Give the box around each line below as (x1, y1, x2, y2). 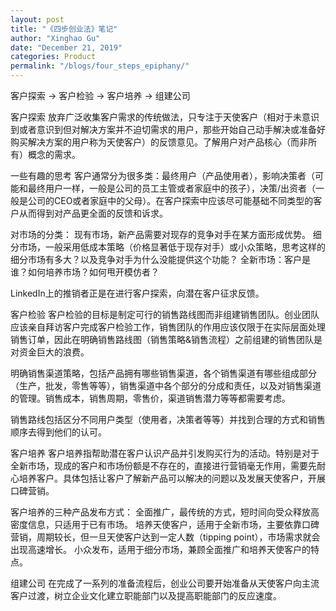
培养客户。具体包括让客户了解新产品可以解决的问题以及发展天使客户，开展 (18, 472, 326, 484)
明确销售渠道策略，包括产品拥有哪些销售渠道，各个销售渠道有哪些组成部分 (10, 367, 317, 379)
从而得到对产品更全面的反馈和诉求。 (18, 207, 168, 219)
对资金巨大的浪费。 (10, 346, 90, 358)
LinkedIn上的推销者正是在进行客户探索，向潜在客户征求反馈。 (10, 287, 265, 299)
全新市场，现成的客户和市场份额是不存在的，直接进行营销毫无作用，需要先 (10, 460, 317, 471)
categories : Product (10, 52, 97, 62)
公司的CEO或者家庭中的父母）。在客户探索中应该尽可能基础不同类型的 (27, 195, 314, 206)
